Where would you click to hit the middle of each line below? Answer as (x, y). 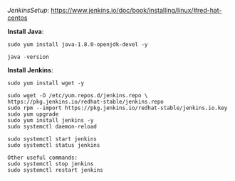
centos (17, 18)
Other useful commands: (43, 158)
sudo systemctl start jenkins (52, 139)
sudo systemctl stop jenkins (51, 164)
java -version (28, 57)
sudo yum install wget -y (46, 83)
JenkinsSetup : (28, 10)
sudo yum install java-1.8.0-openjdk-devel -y (78, 45)
